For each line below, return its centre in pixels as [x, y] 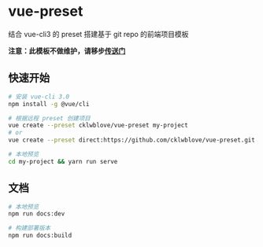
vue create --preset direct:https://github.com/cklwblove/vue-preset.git [132, 140]
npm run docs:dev [37, 214]
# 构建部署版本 [30, 228]
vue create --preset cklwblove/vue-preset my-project [98, 125]
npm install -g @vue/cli [49, 104]
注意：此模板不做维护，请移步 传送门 [67, 50]
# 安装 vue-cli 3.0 [39, 97]
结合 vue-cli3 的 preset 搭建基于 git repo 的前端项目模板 [98, 34]
